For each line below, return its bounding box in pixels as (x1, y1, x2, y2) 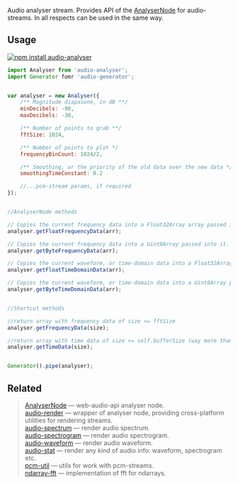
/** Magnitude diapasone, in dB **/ (20, 99, 129, 106)
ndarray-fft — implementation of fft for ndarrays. (24, 469, 166, 477)
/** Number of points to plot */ (20, 144, 119, 151)
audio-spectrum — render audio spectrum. (24, 424, 150, 432)
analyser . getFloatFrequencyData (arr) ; (7, 227, 122, 235)
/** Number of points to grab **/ (20, 125, 122, 132)
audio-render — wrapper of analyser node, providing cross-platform (24, 409, 225, 417)
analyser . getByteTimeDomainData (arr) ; (7, 286, 122, 293)
